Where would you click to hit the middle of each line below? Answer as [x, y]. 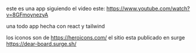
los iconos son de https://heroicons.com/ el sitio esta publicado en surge [96, 37]
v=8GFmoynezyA [27, 15]
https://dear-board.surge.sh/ [41, 44]
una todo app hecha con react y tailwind [56, 26]
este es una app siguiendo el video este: [56, 9]
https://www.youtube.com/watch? [148, 9]
